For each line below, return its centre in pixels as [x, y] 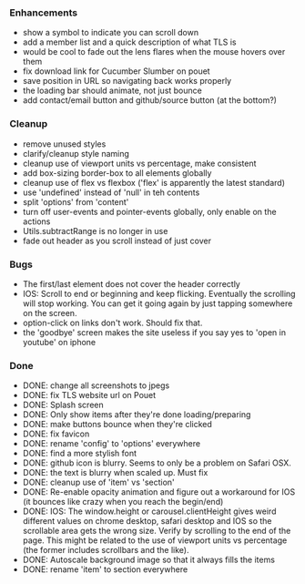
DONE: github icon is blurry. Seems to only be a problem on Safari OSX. [157, 463]
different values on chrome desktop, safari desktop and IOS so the [147, 521]
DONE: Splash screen [63, 405]
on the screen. [50, 312]
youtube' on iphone [59, 342]
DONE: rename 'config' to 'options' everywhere [112, 444]
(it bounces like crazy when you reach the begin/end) [123, 502]
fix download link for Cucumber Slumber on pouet [117, 71]
